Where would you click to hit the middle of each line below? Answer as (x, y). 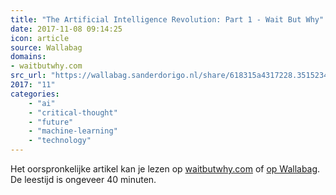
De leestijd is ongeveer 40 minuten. (83, 179)
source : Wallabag (46, 47)
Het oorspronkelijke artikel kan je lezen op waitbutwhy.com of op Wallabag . (165, 169)
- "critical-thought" (73, 112)
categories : (35, 94)
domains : (28, 57)
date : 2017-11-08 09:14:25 (66, 29)
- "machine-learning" (73, 131)
